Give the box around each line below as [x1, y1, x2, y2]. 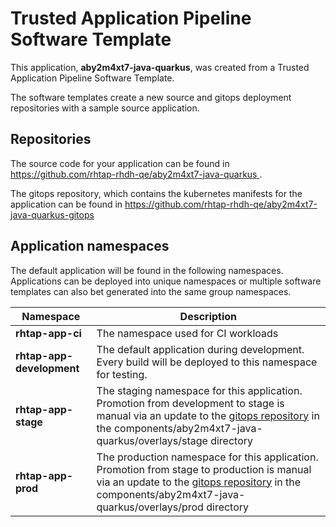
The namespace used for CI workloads [96, 326, 279, 340]
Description [179, 309, 238, 323]
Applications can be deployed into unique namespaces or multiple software [10, 275, 322, 287]
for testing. [96, 367, 148, 381]
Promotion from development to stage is [96, 396, 285, 410]
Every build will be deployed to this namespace [96, 355, 318, 369]
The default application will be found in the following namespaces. [10, 264, 284, 276]
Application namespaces [10, 238, 170, 255]
